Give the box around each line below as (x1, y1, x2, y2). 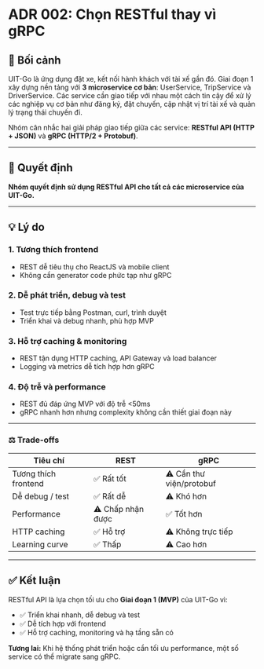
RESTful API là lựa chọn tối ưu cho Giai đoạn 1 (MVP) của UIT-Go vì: (8, 594, 228, 604)
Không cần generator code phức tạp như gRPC (19, 270, 172, 280)
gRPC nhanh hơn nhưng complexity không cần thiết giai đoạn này (19, 408, 232, 417)
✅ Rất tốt (93, 473, 127, 484)
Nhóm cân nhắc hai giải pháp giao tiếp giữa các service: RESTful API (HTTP (8, 123, 255, 132)
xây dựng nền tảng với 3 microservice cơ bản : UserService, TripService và (8, 82, 251, 92)
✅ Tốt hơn (165, 508, 203, 519)
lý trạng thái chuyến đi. (8, 108, 82, 117)
